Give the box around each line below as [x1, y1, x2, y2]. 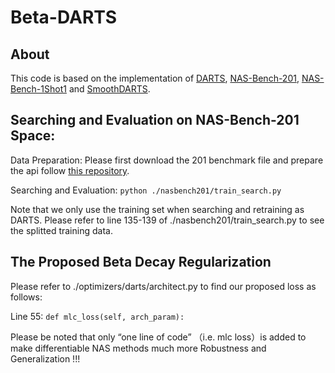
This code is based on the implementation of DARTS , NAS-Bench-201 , [10, 72, 300, 84]
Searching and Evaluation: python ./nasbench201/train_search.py [10, 184, 282, 196]
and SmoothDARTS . [68, 83, 151, 95]
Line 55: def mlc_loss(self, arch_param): [10, 310, 185, 322]
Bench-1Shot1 [10, 83, 67, 95]
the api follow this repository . [10, 164, 130, 176]
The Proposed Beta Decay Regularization [10, 254, 272, 271]
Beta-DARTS [10, 6, 118, 29]
